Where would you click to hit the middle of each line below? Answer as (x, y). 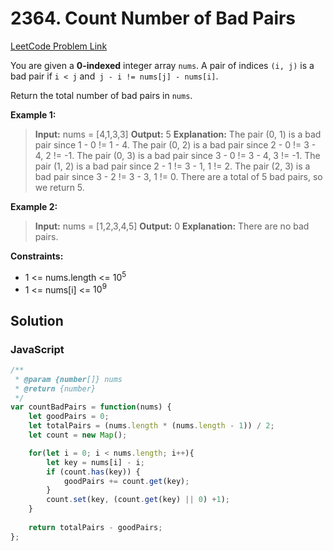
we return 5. (59, 187)
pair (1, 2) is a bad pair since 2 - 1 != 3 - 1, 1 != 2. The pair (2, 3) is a (172, 166)
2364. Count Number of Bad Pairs (153, 18)
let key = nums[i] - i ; (95, 462)
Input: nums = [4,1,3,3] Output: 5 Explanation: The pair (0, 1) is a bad (178, 134)
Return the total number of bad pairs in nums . (101, 95)
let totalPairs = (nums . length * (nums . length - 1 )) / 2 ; (151, 426)
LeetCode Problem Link (59, 46)
